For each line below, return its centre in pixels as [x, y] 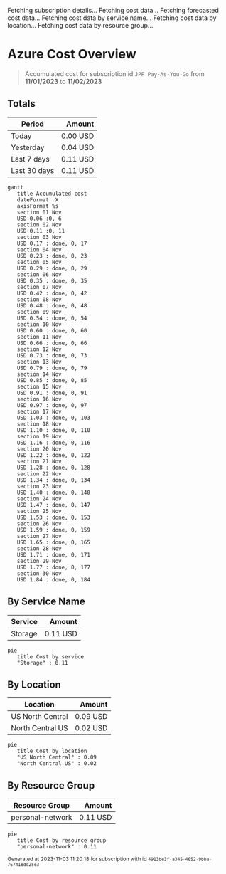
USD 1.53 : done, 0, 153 [54, 517]
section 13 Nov [39, 362]
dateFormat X [38, 200]
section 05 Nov [39, 262]
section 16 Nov [39, 399]
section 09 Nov [39, 312]
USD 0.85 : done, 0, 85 [52, 380]
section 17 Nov [39, 411]
